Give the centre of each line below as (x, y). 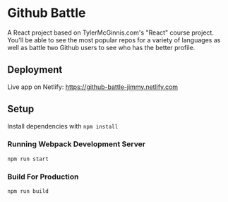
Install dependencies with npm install (63, 126)
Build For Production (43, 177)
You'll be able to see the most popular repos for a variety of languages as (114, 40)
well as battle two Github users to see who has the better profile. (101, 47)
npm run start (28, 159)
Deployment (35, 70)
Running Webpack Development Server (77, 144)
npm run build (28, 191)
